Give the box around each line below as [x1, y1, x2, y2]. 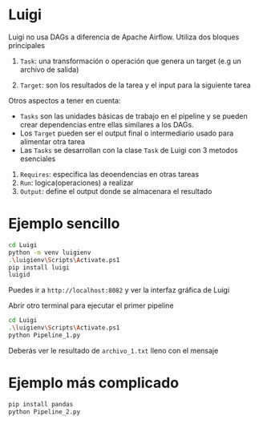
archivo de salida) [19, 64, 79, 74]
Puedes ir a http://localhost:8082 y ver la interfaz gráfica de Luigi [8, 285, 230, 295]
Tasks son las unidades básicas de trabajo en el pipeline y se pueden [19, 111, 248, 121]
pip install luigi [8, 263, 70, 272]
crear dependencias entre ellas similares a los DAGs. [19, 119, 194, 129]
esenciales [19, 154, 56, 164]
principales [8, 40, 46, 50]
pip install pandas [8, 400, 74, 408]
